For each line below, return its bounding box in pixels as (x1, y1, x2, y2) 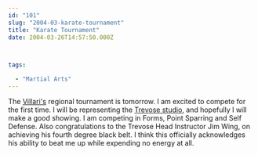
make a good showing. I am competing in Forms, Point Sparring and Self (8, 114, 242, 122)
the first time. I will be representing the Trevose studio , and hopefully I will (8, 105, 247, 114)
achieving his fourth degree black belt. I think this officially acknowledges (8, 130, 245, 139)
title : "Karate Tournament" (8, 26, 100, 34)
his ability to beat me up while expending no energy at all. (8, 139, 194, 147)
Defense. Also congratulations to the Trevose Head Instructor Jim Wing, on (8, 122, 251, 131)
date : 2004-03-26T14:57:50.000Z (8, 33, 114, 41)
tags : (8, 61, 26, 69)
